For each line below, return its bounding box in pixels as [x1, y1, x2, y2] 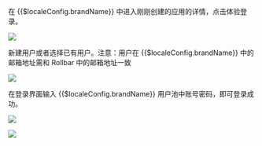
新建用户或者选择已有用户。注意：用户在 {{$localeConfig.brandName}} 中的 [8, 48, 254, 57]
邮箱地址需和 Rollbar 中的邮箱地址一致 [8, 58, 131, 67]
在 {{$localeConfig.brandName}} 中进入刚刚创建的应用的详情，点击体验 [8, 7, 241, 16]
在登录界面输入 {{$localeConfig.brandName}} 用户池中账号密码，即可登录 [8, 89, 248, 98]
